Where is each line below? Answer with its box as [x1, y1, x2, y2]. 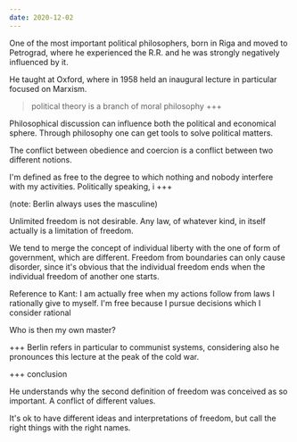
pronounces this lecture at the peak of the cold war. [9, 351, 200, 362]
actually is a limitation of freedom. [9, 225, 134, 236]
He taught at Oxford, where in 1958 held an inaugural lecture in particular [9, 73, 277, 85]
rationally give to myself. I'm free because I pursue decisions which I [9, 297, 261, 308]
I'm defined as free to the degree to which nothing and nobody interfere [9, 171, 274, 182]
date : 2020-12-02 [9, 13, 74, 22]
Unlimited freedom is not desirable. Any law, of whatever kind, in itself [9, 215, 266, 226]
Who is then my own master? [9, 324, 116, 335]
